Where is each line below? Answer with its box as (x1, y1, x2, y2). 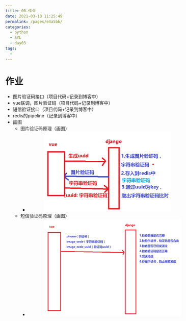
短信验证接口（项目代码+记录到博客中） (12, 106, 97, 112)
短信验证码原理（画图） (20, 213, 70, 219)
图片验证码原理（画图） (20, 125, 70, 131)
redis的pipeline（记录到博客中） (12, 112, 81, 118)
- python (10, 30, 29, 35)
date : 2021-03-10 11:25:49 (5, 13, 63, 19)
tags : (5, 46, 17, 51)
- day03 (10, 41, 26, 46)
